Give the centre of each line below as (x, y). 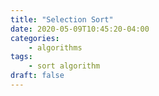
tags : (21, 57)
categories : (35, 38)
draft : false (37, 76)
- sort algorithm (64, 66)
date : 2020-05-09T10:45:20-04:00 (80, 29)
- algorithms (55, 47)
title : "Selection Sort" (62, 19)
